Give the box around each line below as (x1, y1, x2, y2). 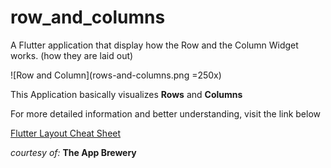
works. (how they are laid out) (10, 49, 134, 61)
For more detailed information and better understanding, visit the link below (10, 107, 322, 120)
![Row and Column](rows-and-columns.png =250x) (10, 69, 222, 81)
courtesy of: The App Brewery (10, 146, 137, 158)
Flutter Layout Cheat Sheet (10, 127, 122, 139)
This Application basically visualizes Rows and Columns (10, 88, 243, 100)
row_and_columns (10, 6, 166, 29)
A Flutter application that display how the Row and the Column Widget (10, 39, 299, 51)
